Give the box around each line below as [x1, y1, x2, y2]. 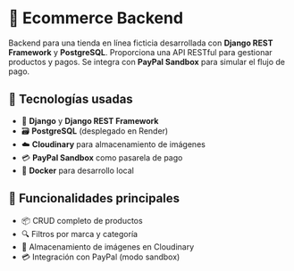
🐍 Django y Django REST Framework [21, 115, 159, 126]
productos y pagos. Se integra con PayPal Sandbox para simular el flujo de [8, 56, 285, 67]
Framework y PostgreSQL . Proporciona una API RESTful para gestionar [8, 46, 273, 57]
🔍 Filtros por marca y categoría [21, 228, 139, 239]
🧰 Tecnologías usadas [8, 92, 133, 107]
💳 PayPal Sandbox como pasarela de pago [21, 152, 183, 163]
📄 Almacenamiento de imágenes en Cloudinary [21, 241, 195, 252]
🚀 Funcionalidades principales [8, 191, 181, 206]
